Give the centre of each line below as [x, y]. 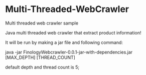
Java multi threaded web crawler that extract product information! [73, 32]
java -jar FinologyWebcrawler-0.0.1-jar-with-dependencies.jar [69, 52]
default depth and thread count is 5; [42, 67]
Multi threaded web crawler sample [42, 23]
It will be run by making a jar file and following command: [64, 42]
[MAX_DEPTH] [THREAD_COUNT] [40, 57]
